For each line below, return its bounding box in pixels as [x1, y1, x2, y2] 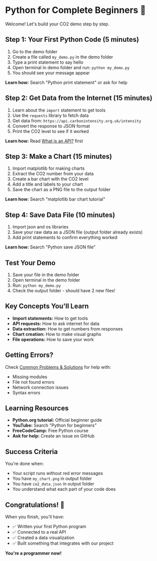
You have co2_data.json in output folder [12, 481, 94, 487]
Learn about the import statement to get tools [12, 107, 106, 113]
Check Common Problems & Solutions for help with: [5, 364, 111, 370]
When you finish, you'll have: [5, 514, 65, 520]
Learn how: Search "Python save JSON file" [5, 244, 96, 250]
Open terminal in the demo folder [12, 277, 80, 283]
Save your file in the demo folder [12, 272, 79, 278]
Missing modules [12, 373, 48, 380]
